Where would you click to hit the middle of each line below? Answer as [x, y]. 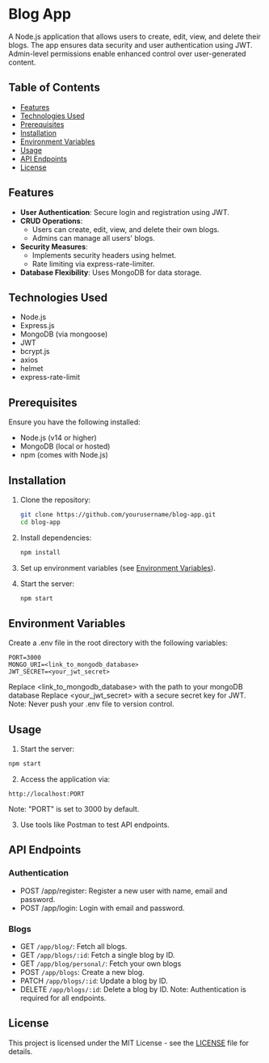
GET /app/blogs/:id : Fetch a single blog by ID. [97, 955]
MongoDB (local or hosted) [65, 446]
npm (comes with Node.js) [64, 455]
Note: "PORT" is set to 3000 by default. [74, 809]
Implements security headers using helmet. [104, 255]
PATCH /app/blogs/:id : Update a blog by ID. [94, 981]
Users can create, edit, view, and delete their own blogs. [126, 229]
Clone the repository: [55, 500]
